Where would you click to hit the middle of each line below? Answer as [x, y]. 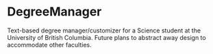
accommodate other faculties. [50, 45]
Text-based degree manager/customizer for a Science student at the [104, 30]
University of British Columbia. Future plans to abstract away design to [107, 37]
